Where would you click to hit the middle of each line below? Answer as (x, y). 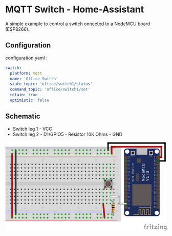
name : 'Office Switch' (34, 79)
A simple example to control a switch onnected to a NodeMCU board (78, 24)
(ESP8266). (17, 29)
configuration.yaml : (26, 58)
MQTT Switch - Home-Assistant (75, 10)
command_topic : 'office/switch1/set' (50, 89)
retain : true (24, 95)
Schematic (23, 116)
